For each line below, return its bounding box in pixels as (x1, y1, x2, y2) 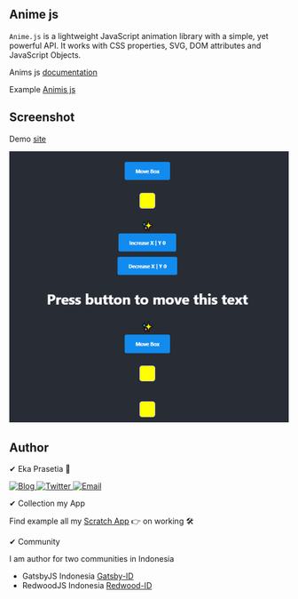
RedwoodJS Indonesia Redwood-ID (21, 579, 153, 590)
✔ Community (9, 536, 60, 547)
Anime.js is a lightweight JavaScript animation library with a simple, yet (9, 30, 269, 41)
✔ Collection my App (9, 498, 86, 508)
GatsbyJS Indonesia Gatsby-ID (21, 571, 135, 581)
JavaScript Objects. (9, 49, 82, 60)
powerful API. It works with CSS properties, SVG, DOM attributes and (9, 40, 262, 51)
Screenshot (9, 110, 75, 125)
